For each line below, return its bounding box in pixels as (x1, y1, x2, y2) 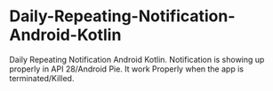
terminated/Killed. (9, 72, 75, 83)
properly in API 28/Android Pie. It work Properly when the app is (9, 64, 245, 74)
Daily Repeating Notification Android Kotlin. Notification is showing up (9, 54, 265, 64)
